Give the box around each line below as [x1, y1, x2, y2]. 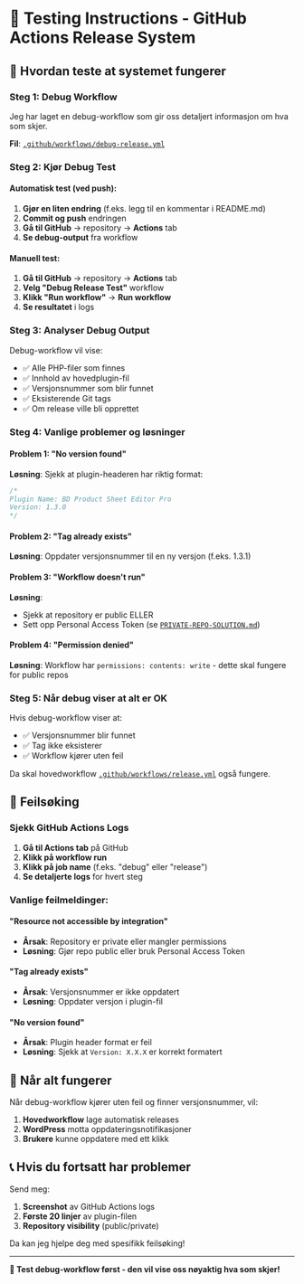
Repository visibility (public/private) [22, 1220, 160, 1231]
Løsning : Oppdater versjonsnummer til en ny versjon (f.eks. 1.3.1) [9, 551, 252, 562]
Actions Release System [9, 27, 196, 48]
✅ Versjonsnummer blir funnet [22, 730, 136, 741]
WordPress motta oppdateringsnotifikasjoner [22, 1124, 192, 1135]
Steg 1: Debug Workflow [9, 90, 118, 103]
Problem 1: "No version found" [9, 448, 127, 459]
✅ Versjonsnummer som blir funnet [22, 382, 154, 393]
